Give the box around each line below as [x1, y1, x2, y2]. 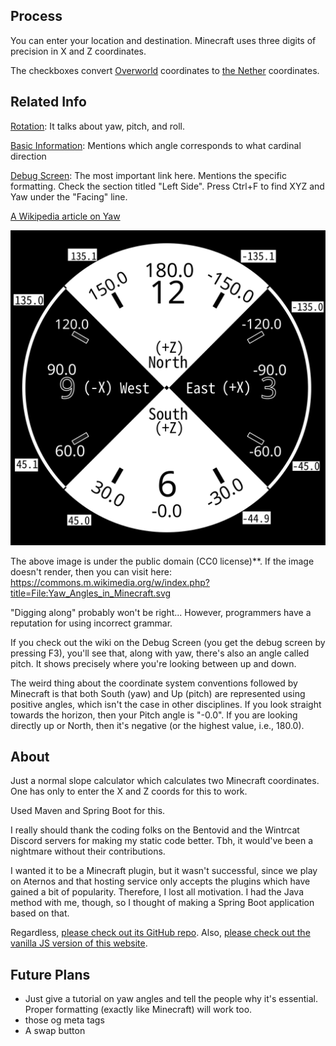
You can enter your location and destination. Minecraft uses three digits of [10, 34, 317, 46]
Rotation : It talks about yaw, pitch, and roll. [10, 120, 185, 132]
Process [10, 8, 63, 25]
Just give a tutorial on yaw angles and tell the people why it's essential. [24, 993, 318, 1005]
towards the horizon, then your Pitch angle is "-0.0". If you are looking [10, 709, 298, 721]
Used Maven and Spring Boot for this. [10, 805, 166, 817]
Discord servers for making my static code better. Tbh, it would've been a [10, 835, 314, 847]
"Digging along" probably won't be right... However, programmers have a [10, 606, 312, 618]
